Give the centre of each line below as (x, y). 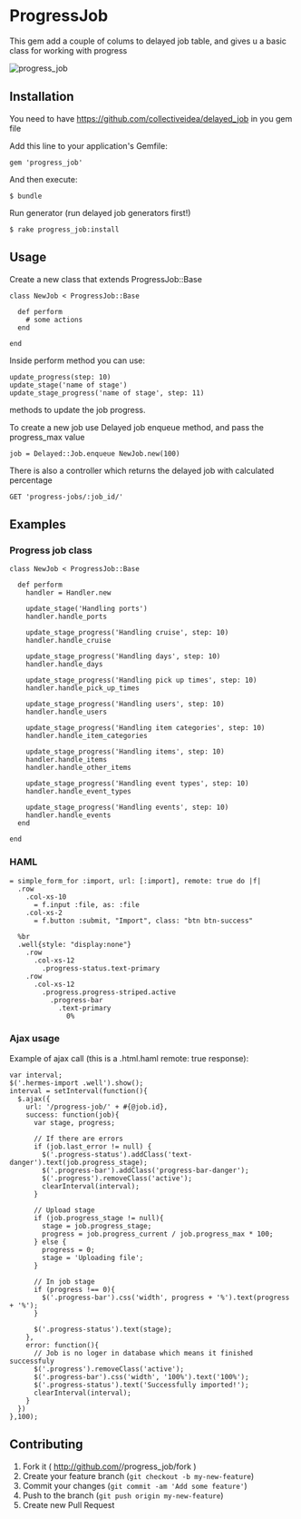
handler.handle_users (66, 712)
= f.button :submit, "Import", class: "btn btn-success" (143, 921)
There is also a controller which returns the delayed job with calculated (142, 470)
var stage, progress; (74, 1122)
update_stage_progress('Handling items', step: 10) (125, 752)
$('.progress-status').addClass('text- (117, 1154)
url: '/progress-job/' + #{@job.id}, (97, 1107)
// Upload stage (64, 1210)
